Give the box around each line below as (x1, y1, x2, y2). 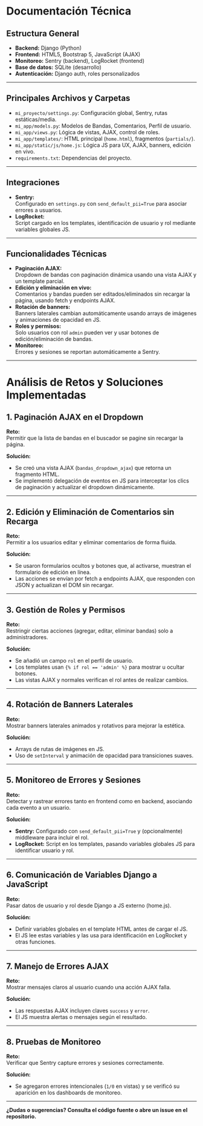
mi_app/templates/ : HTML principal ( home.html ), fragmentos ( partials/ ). (14, 135, 195, 142)
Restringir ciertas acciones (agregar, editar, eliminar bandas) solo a (6, 627, 173, 634)
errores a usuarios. (14, 206, 62, 213)
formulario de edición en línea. (14, 568, 91, 576)
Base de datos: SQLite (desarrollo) (14, 63, 101, 71)
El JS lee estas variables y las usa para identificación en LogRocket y (14, 931, 187, 939)
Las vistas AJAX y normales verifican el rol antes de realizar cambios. (14, 676, 189, 684)
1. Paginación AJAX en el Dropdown (6, 412, 144, 423)
